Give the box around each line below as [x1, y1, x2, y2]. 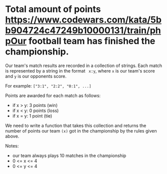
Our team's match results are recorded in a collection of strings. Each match [5, 62, 162, 68]
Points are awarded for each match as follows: [5, 92, 101, 98]
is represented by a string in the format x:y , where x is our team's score [5, 67, 155, 73]
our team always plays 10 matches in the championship [12, 152, 126, 158]
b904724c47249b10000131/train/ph [5, 25, 161, 36]
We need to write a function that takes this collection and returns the [5, 122, 146, 128]
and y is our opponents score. [5, 73, 66, 79]
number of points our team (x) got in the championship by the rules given [5, 127, 157, 133]
